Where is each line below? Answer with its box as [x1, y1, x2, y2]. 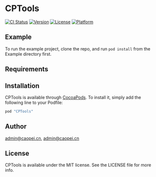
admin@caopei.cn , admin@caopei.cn [5, 135, 80, 141]
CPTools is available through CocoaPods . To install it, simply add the [5, 94, 142, 100]
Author [5, 122, 27, 131]
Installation [5, 81, 40, 90]
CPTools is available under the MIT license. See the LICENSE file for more [5, 162, 151, 168]
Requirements [5, 65, 48, 73]
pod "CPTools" [5, 109, 34, 114]
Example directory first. [5, 51, 52, 57]
